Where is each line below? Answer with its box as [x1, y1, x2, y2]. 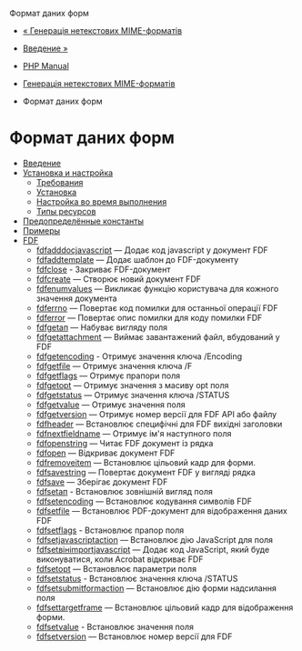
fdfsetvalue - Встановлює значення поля [35, 621, 194, 632]
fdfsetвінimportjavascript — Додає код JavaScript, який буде [35, 544, 270, 555]
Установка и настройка [22, 167, 114, 178]
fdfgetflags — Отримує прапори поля [35, 370, 181, 381]
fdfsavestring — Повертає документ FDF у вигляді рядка [35, 466, 257, 477]
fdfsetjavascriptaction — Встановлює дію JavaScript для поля [35, 534, 274, 545]
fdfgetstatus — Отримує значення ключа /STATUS [35, 389, 230, 400]
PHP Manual [22, 61, 70, 71]
